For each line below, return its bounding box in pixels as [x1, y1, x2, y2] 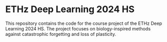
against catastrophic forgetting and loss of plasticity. [5, 31, 116, 37]
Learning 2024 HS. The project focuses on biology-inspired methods [5, 25, 151, 31]
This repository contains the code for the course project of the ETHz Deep [5, 20, 162, 26]
